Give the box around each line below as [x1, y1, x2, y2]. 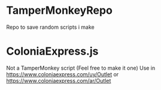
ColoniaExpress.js [6, 44, 99, 58]
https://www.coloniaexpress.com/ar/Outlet [6, 77, 111, 84]
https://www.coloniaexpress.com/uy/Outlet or [6, 70, 119, 78]
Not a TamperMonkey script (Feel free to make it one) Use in [6, 64, 156, 71]
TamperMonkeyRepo [6, 4, 113, 17]
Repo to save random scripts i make [6, 23, 95, 31]
